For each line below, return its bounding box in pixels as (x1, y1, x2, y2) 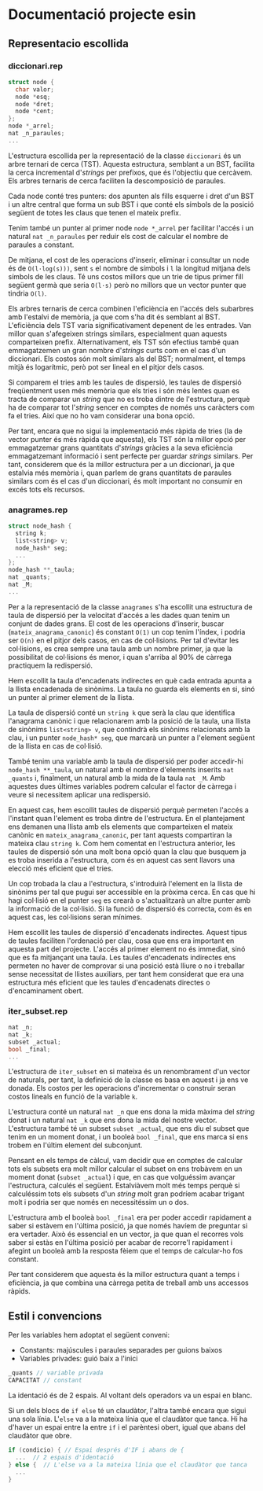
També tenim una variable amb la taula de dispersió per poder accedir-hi (8, 757, 243, 766)
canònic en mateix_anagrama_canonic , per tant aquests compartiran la (8, 830, 232, 839)
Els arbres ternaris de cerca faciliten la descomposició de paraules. (8, 175, 226, 186)
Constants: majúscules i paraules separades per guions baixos (19, 1346, 222, 1355)
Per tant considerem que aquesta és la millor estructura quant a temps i (8, 1270, 239, 1279)
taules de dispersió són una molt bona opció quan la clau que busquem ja (8, 847, 247, 856)
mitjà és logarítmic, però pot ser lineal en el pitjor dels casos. (8, 362, 205, 371)
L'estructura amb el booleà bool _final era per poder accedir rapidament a (8, 1213, 252, 1222)
